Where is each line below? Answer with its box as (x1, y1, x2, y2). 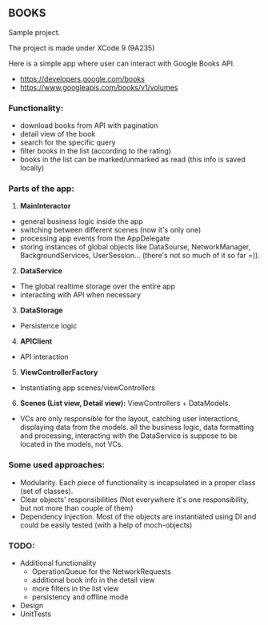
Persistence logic (19, 321, 78, 331)
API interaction (19, 352, 70, 362)
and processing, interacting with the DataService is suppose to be (19, 431, 238, 440)
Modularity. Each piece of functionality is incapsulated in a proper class (19, 477, 256, 487)
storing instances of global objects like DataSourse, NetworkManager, (19, 242, 251, 252)
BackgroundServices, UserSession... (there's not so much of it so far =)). (19, 251, 260, 261)
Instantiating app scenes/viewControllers (19, 383, 156, 392)
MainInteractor (19, 201, 71, 211)
